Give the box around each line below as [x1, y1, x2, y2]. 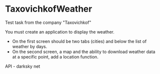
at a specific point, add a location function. [12, 54, 99, 59]
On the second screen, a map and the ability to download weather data [12, 49, 156, 55]
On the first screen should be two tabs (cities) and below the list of [12, 38, 147, 44]
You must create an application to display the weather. [5, 29, 114, 35]
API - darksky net [5, 63, 41, 69]
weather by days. [12, 43, 47, 49]
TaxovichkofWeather [5, 3, 92, 15]
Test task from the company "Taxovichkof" [5, 19, 91, 25]
